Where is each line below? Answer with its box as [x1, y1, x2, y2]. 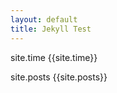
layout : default [10, 14, 78, 25]
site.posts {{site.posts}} [10, 71, 108, 83]
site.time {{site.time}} [10, 51, 98, 63]
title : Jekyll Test [10, 24, 92, 34]
